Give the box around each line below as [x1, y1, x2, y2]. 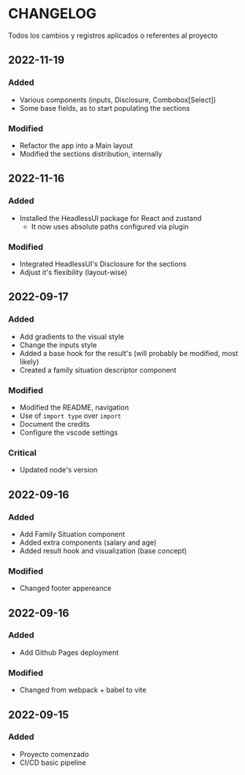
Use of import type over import [19, 410, 122, 421]
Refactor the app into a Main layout [19, 141, 133, 150]
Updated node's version [19, 465, 98, 475]
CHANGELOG [8, 5, 97, 23]
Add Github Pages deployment [19, 648, 119, 657]
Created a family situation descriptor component [19, 365, 177, 374]
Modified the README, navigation [19, 402, 130, 412]
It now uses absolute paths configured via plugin [31, 222, 189, 231]
